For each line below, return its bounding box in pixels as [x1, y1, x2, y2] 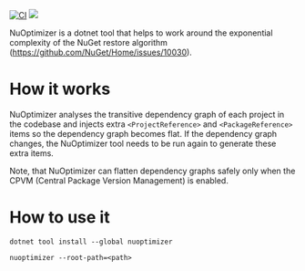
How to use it [9, 207, 111, 228]
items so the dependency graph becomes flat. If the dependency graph [9, 128, 278, 139]
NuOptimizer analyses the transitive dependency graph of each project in [9, 109, 285, 120]
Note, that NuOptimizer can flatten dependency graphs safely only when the [9, 165, 296, 176]
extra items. [9, 147, 55, 159]
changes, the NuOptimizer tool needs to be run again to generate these [9, 138, 277, 149]
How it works [9, 78, 111, 99]
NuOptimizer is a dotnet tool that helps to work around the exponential [9, 27, 273, 38]
